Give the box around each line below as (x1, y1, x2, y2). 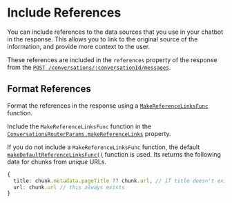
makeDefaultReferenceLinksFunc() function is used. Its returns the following (7, 150, 221, 158)
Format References (7, 83, 92, 95)
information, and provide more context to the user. (7, 42, 151, 50)
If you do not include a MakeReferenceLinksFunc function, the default (7, 143, 200, 151)
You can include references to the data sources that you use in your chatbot (7, 28, 224, 36)
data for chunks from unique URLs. (7, 157, 107, 166)
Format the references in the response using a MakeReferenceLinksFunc (7, 101, 209, 110)
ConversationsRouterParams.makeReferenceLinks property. (7, 129, 171, 137)
